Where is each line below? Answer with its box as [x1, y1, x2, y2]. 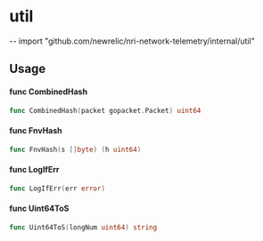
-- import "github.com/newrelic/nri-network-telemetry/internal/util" [9, 36, 256, 46]
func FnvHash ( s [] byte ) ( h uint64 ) [9, 145, 142, 154]
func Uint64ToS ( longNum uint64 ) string [9, 222, 158, 232]
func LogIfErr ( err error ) [9, 184, 105, 193]
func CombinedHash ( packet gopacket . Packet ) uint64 [9, 106, 201, 115]
